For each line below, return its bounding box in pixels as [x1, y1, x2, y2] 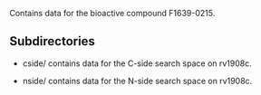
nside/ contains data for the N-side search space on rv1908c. [22, 75, 253, 86]
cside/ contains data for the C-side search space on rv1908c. [22, 58, 252, 69]
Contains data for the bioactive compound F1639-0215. [9, 8, 216, 18]
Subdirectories [9, 33, 95, 49]
